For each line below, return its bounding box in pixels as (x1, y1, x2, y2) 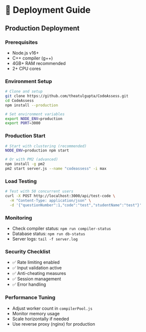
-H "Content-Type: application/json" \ (9, 198, 91, 203)
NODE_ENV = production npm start (5, 148, 69, 153)
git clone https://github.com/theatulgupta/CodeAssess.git (5, 93, 129, 99)
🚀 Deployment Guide (5, 4, 91, 16)
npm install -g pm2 (5, 162, 45, 167)
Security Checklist (5, 248, 51, 255)
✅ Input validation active (12, 265, 62, 271)
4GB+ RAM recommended (12, 60, 66, 66)
